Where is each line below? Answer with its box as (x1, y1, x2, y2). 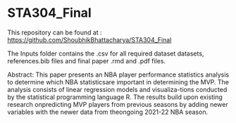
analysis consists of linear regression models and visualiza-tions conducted (7, 85, 228, 93)
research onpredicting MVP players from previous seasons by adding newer (7, 100, 228, 108)
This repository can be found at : (7, 28, 102, 37)
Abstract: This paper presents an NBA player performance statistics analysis (7, 70, 230, 79)
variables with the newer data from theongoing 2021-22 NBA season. (7, 108, 209, 116)
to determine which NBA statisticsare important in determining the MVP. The (7, 77, 230, 86)
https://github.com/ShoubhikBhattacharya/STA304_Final (7, 35, 172, 44)
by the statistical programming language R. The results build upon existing (7, 93, 223, 101)
